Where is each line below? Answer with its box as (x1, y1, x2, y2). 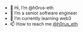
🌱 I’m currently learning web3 (10, 15, 71, 21)
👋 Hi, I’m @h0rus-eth (10, 5, 54, 10)
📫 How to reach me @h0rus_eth (10, 21, 78, 27)
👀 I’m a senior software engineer (10, 10, 77, 16)
